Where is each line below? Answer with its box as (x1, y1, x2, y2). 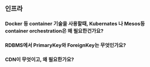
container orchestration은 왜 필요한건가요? (5, 28, 104, 34)
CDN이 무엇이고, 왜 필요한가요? (5, 56, 74, 63)
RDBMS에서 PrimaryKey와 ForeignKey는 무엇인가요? (5, 42, 126, 49)
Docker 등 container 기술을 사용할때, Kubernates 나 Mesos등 (5, 20, 145, 27)
